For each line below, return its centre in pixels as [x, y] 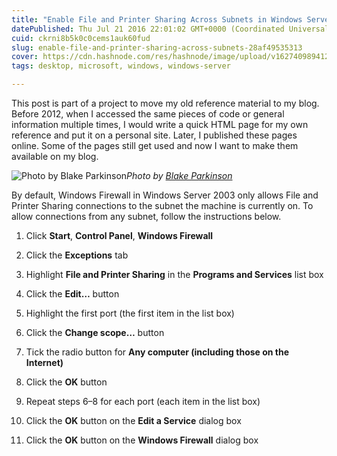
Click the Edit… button [72, 294]
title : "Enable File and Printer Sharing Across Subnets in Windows [157, 19]
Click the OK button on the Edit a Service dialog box [133, 420]
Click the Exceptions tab [77, 255]
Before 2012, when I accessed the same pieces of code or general [148, 114]
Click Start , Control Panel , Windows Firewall [119, 235]
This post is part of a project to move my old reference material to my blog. [165, 103]
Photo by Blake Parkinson [179, 175]
